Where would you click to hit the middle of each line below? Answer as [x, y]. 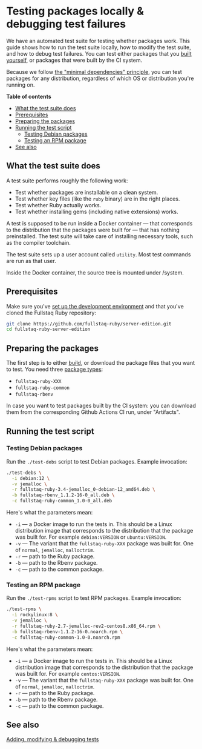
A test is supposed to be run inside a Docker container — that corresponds [99, 223]
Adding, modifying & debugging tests [53, 739]
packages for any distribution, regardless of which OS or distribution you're [100, 78]
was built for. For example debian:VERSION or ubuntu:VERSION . [91, 537]
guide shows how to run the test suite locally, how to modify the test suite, [99, 47]
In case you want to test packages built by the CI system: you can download [101, 406]
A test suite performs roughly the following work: [67, 181]
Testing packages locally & [75, 11]
